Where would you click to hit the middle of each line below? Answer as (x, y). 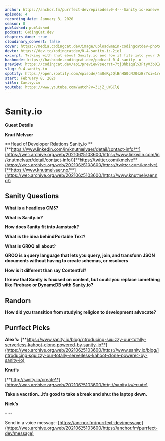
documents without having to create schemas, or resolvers (67, 261)
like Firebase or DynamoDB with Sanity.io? (49, 285)
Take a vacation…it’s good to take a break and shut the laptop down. (76, 394)
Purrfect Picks (27, 328)
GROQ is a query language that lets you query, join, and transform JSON (80, 255)
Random (18, 300)
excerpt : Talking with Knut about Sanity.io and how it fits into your (80, 55)
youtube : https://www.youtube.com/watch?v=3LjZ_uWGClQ (62, 87)
